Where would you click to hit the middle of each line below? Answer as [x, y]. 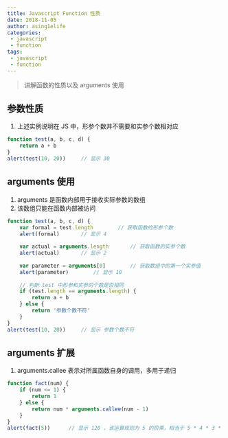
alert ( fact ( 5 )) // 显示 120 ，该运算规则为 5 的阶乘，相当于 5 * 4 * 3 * [114, 428]
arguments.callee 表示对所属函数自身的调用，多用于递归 [96, 371]
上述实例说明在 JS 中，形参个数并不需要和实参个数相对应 [98, 126]
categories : [24, 33]
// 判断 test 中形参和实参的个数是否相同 [72, 285]
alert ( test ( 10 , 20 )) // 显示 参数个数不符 [71, 330]
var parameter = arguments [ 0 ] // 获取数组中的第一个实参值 [110, 266]
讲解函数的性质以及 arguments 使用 [74, 85]
